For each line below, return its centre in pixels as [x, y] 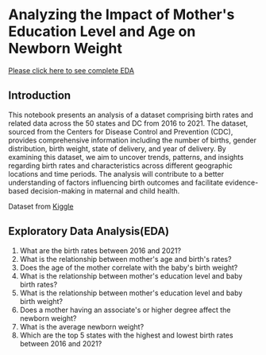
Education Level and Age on [102, 31]
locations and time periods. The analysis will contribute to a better [116, 174]
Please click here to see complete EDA [71, 70]
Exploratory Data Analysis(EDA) [89, 231]
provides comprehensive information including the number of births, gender [132, 140]
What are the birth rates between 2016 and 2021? [100, 250]
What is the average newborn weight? [82, 326]
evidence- [242, 182]
